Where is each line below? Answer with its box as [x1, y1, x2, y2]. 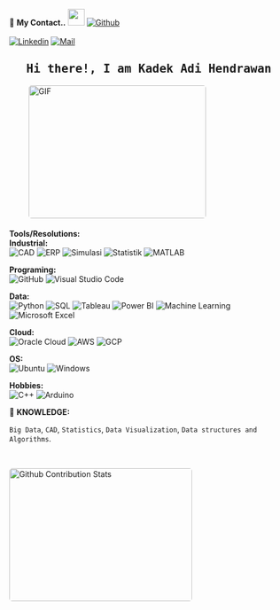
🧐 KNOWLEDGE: [9, 406, 71, 417]
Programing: [9, 264, 57, 275]
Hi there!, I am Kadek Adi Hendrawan [26, 62, 272, 76]
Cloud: [9, 326, 35, 337]
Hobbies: [9, 379, 44, 390]
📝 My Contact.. [9, 18, 66, 27]
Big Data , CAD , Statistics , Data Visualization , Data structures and [9, 424, 258, 434]
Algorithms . [9, 433, 51, 443]
